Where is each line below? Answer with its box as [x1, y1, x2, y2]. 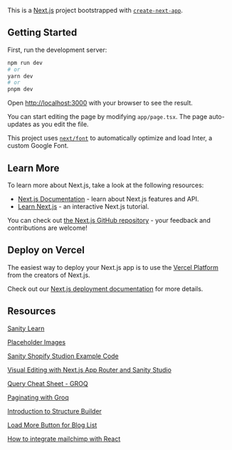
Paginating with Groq [7, 393, 69, 402]
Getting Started [7, 26, 78, 38]
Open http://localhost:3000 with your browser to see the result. [7, 99, 194, 108]
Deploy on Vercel [7, 244, 85, 256]
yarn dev [7, 73, 33, 80]
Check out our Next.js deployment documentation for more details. [7, 284, 204, 293]
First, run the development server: [7, 46, 107, 54]
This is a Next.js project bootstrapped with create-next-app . [7, 6, 184, 14]
